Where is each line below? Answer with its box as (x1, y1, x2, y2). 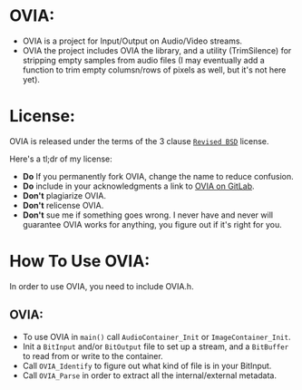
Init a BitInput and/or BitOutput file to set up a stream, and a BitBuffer (22, 341, 289, 352)
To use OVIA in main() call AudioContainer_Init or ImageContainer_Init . (22, 331, 291, 342)
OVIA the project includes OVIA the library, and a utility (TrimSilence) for (22, 44, 292, 55)
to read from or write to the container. (22, 350, 163, 361)
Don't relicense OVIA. (22, 200, 104, 210)
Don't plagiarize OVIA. (22, 190, 107, 200)
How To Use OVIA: (9, 251, 151, 272)
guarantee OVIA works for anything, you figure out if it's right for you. (22, 219, 283, 229)
